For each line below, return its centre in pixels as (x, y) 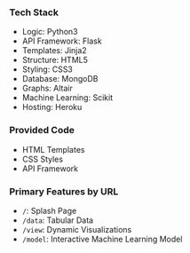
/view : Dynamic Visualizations (77, 229)
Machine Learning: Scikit (67, 98)
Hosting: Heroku (52, 107)
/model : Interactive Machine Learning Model (102, 239)
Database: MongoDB (60, 79)
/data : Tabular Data (58, 220)
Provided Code (42, 130)
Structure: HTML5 (55, 60)
